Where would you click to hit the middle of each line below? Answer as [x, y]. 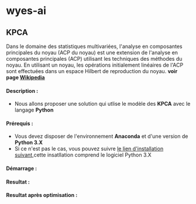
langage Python [34, 110]
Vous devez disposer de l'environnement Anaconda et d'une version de [101, 136]
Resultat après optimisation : [42, 195]
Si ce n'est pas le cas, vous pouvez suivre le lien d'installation [89, 149]
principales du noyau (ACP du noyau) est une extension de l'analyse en [92, 53]
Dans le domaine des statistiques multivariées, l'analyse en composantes [94, 46]
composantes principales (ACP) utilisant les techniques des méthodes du [94, 59]
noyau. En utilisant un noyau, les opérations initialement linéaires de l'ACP [95, 65]
